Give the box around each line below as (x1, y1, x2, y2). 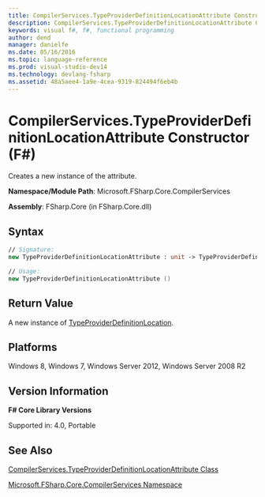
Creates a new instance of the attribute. (8, 171, 137, 181)
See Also (8, 443, 53, 457)
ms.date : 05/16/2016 (8, 48, 77, 56)
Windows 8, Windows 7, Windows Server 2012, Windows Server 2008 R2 (8, 361, 246, 371)
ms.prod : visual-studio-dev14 (8, 63, 108, 71)
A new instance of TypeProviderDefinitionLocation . (8, 318, 174, 327)
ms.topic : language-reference (8, 56, 108, 64)
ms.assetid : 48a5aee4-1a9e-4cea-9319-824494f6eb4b (8, 77, 178, 85)
